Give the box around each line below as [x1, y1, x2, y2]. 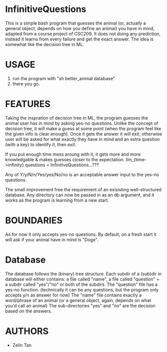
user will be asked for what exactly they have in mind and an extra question [5, 136, 160, 142]
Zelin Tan [12, 342, 31, 348]
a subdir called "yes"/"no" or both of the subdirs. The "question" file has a [5, 281, 158, 287]
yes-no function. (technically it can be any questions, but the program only [5, 286, 159, 292]
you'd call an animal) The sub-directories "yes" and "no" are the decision [5, 302, 156, 308]
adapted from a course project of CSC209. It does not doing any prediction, [5, 31, 161, 37]
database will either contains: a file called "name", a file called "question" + [5, 276, 160, 282]
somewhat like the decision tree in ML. [5, 41, 84, 47]
